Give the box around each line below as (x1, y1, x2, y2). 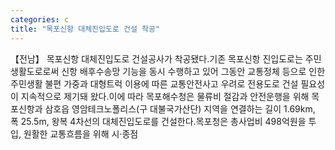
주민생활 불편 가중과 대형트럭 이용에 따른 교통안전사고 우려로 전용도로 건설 (10, 77, 299, 90)
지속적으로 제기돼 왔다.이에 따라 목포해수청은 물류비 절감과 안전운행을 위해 (20, 90, 310, 102)
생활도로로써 (10, 65, 60, 77)
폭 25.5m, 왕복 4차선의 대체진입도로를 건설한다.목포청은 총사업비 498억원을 (10, 115, 307, 127)
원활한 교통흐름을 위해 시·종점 (23, 127, 139, 140)
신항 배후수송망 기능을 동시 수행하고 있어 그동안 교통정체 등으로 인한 (61, 65, 326, 77)
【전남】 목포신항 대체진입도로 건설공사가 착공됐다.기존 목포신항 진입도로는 (10, 52, 303, 65)
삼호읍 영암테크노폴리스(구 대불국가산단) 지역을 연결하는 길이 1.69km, (44, 102, 316, 115)
